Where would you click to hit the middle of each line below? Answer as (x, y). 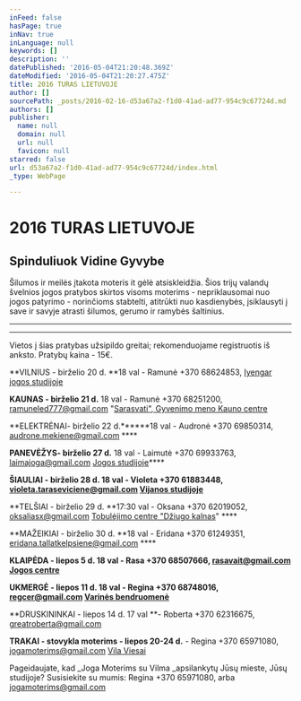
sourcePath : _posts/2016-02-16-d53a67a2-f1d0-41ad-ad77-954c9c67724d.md (148, 101)
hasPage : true (36, 26)
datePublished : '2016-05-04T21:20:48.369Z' (92, 68)
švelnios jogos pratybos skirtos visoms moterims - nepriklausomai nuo (140, 292)
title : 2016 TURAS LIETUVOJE (64, 84)
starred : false (38, 159)
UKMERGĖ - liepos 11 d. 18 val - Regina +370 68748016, (114, 587)
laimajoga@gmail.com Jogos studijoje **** (87, 463)
